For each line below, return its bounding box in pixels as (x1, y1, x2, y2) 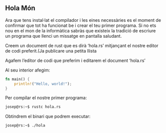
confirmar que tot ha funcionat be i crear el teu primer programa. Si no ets (5, 22, 157, 28)
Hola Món (5, 4, 36, 12)
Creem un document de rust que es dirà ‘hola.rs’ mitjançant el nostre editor (5, 42, 159, 49)
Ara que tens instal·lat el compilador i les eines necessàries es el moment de (5, 17, 161, 23)
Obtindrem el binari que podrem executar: (5, 114, 91, 120)
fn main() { (5, 76, 30, 81)
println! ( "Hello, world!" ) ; (14, 81, 72, 86)
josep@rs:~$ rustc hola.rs (5, 104, 61, 110)
